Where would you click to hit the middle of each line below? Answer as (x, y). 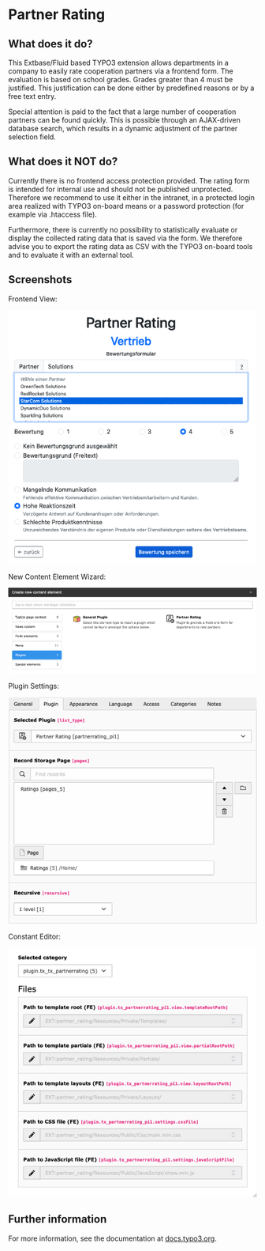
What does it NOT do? (63, 162)
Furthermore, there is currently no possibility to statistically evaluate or (123, 229)
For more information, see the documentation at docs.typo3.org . (112, 1238)
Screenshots (40, 280)
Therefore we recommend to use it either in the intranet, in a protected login (131, 197)
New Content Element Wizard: (57, 576)
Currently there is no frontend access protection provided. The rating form (129, 180)
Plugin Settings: (34, 686)
